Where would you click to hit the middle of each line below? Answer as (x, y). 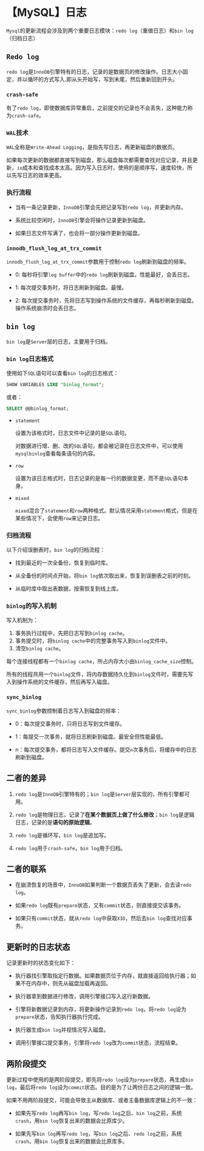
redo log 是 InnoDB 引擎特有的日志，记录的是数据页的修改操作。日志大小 (95, 71)
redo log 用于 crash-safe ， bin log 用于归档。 (70, 848)
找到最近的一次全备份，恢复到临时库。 (63, 563)
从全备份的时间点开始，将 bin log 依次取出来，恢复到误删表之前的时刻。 (104, 575)
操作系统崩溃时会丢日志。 (47, 308)
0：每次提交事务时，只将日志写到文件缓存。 (70, 723)
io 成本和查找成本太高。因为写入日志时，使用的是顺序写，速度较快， (102, 167)
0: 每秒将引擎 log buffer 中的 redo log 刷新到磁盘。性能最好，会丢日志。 (104, 274)
